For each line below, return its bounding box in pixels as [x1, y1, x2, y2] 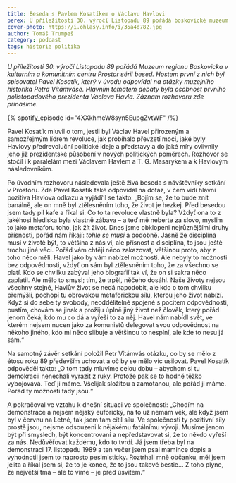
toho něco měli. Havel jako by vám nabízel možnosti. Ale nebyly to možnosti [7, 253, 228, 262]
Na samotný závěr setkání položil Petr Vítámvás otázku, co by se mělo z [7, 350, 216, 357]
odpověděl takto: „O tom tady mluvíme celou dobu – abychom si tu [7, 365, 201, 372]
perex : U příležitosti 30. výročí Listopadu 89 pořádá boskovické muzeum [7, 17, 229, 24]
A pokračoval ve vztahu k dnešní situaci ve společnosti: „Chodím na [7, 401, 204, 409]
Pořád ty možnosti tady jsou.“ [7, 387, 94, 395]
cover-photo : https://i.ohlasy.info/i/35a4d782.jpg [7, 23, 162, 30]
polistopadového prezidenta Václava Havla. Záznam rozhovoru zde [7, 92, 204, 101]
